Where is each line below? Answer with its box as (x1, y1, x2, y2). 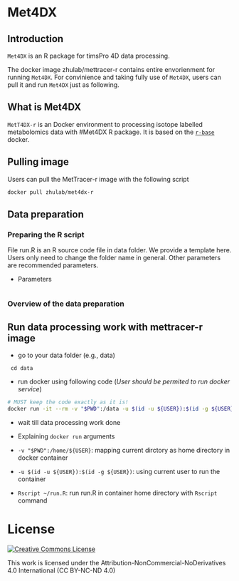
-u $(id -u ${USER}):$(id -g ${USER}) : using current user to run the (17, 467, 221, 475)
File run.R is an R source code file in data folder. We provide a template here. (7, 246, 232, 254)
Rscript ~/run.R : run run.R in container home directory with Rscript (17, 488, 218, 497)
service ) (17, 384, 43, 393)
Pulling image (7, 156, 69, 168)
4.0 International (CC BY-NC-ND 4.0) (7, 566, 116, 575)
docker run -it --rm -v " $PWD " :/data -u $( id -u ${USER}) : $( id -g (7, 405, 208, 412)
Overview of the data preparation (7, 299, 124, 309)
